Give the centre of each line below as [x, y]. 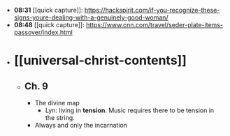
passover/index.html [43, 32]
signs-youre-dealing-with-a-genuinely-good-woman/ [91, 17]
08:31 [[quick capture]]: [48, 10]
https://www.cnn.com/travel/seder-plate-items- [155, 25]
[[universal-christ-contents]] [100, 60]
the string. [60, 118]
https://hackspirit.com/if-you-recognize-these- [152, 10]
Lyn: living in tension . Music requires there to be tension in [130, 110]
